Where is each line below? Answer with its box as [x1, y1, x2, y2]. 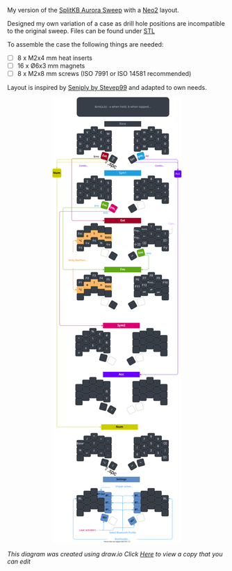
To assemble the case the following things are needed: [7, 40, 164, 48]
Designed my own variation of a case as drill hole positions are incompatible [7, 19, 226, 27]
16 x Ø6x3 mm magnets [17, 62, 85, 70]
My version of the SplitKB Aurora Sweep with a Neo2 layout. [7, 6, 179, 14]
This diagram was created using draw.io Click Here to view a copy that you [7, 550, 223, 558]
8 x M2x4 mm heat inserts [17, 54, 92, 62]
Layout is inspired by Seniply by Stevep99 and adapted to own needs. [7, 84, 207, 92]
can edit [7, 557, 31, 566]
